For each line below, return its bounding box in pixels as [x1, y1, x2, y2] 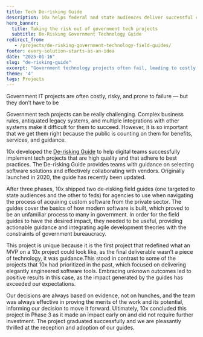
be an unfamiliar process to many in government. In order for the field [6, 211, 179, 218]
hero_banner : [6, 20, 39, 26]
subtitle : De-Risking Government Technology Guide [11, 31, 142, 37]
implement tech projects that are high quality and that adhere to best [6, 154, 177, 162]
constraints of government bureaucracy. [6, 230, 107, 238]
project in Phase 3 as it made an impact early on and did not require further [6, 311, 194, 318]
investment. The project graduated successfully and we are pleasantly [6, 318, 181, 325]
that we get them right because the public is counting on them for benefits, [6, 130, 193, 137]
